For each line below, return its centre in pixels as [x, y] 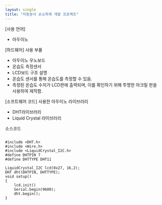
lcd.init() [25, 185]
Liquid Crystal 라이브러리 [37, 118]
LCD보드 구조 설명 [30, 72]
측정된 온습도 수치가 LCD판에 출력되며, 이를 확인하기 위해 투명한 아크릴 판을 [84, 85]
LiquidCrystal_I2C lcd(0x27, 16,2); [42, 168]
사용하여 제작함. [27, 91]
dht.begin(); [27, 194]
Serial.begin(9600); [35, 189]
